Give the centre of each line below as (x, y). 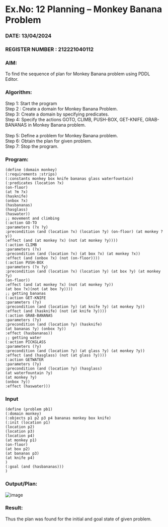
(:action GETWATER (24, 359)
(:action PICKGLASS (26, 342)
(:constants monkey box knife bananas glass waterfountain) (70, 178)
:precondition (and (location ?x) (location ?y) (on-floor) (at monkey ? (84, 231)
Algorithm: (19, 92)
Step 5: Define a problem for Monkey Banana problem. (62, 135)
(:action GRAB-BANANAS (29, 315)
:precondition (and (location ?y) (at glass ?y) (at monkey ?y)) (75, 351)
